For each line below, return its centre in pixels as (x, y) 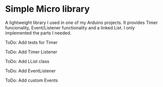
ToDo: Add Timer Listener (31, 52)
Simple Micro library (47, 9)
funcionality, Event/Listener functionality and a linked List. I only (70, 27)
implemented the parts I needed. (38, 33)
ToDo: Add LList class (27, 61)
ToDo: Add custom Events (32, 80)
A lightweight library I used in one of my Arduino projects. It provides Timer (81, 22)
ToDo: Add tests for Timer (31, 42)
